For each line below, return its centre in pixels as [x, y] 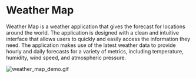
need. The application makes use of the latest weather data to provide [91, 45]
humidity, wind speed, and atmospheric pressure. [66, 57]
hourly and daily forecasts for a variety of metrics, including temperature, [95, 51]
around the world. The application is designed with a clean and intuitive [93, 32]
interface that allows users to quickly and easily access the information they [98, 39]
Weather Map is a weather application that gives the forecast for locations [96, 26]
